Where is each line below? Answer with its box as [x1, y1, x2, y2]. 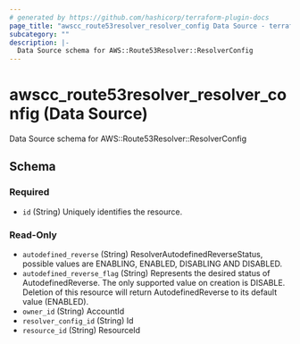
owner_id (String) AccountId [21, 306, 125, 317]
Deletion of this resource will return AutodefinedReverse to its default [21, 287, 278, 298]
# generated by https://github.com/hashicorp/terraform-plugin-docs [9, 13, 270, 22]
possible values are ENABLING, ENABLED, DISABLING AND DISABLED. [21, 258, 283, 269]
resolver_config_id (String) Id [21, 315, 134, 326]
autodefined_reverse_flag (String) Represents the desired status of [21, 268, 271, 279]
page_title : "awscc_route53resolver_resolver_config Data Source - [9, 21, 266, 30]
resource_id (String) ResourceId [21, 325, 141, 336]
